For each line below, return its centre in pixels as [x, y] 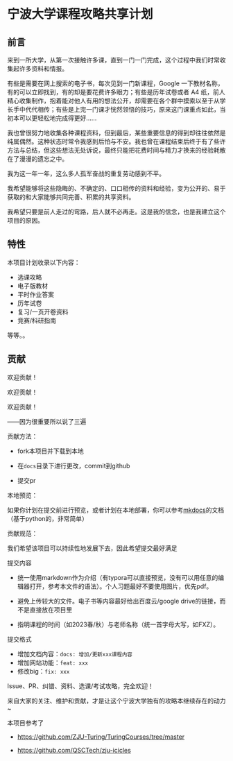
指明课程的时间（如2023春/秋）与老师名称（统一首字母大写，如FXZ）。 [118, 624]
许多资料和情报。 [43, 69]
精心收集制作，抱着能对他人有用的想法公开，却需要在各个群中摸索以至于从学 [116, 101]
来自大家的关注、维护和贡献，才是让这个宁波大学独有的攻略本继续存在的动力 [116, 701]
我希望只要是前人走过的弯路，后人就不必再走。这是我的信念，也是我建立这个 [116, 212]
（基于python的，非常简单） [48, 518]
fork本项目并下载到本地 [51, 451]
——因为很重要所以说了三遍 [47, 421]
